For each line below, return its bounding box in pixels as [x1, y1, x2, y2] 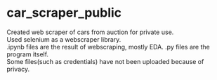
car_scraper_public [6, 5, 122, 21]
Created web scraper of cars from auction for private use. [6, 28, 174, 36]
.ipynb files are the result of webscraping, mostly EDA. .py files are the [6, 42, 210, 51]
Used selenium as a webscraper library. [6, 35, 121, 43]
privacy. [6, 65, 30, 73]
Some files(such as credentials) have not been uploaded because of [6, 57, 204, 65]
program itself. [6, 50, 49, 58]
